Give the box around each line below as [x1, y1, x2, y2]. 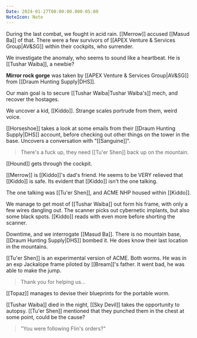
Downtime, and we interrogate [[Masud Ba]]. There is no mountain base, [6, 230, 181, 237]
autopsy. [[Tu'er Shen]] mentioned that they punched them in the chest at [6, 307, 185, 314]
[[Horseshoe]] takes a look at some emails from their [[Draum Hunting [6, 125, 176, 132]
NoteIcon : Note [6, 14, 44, 20]
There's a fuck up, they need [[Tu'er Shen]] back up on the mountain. [20, 148, 189, 156]
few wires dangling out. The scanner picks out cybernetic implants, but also [6, 206, 190, 213]
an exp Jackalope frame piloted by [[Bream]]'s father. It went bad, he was [6, 260, 185, 267]
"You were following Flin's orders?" [20, 324, 106, 332]
